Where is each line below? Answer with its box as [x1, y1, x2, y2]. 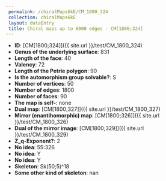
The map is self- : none [14, 99, 72, 107]
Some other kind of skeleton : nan [14, 169, 99, 177]
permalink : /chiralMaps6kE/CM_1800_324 [8, 8, 109, 15]
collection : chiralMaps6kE [8, 14, 76, 20]
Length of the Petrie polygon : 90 [14, 67, 97, 75]
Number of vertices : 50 [14, 80, 74, 88]
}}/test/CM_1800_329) [14, 131, 69, 138]
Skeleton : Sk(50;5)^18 [14, 163, 70, 170]
